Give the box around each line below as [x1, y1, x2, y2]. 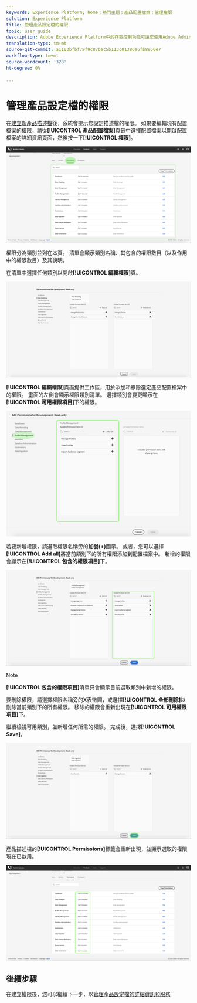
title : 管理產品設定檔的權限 [6, 22, 69, 28]
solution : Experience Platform [6, 15, 83, 22]
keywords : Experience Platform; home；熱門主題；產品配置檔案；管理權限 [6, 9, 172, 15]
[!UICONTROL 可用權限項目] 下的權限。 [6, 398, 100, 405]
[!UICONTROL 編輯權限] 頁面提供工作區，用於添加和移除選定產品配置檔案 [6, 384, 182, 391]
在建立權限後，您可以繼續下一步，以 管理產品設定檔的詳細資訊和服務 [6, 991, 171, 998]
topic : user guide [6, 28, 51, 34]
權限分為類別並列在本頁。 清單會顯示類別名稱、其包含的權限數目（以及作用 [6, 249, 188, 256]
